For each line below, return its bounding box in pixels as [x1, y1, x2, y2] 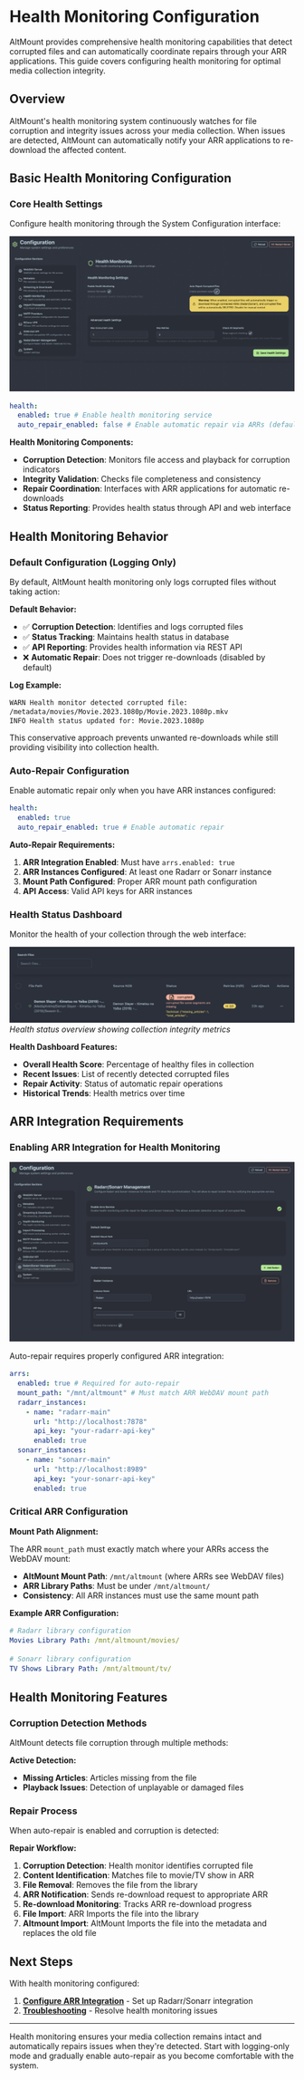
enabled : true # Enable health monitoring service [17, 410, 213, 420]
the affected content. [48, 144, 127, 155]
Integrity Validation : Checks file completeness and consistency [22, 474, 261, 485]
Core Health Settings [9, 197, 103, 210]
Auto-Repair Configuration [9, 764, 129, 776]
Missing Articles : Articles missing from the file [22, 1772, 197, 1783]
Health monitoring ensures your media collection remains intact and [9, 2031, 262, 2042]
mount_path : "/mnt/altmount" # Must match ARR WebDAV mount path [17, 1388, 270, 1397]
